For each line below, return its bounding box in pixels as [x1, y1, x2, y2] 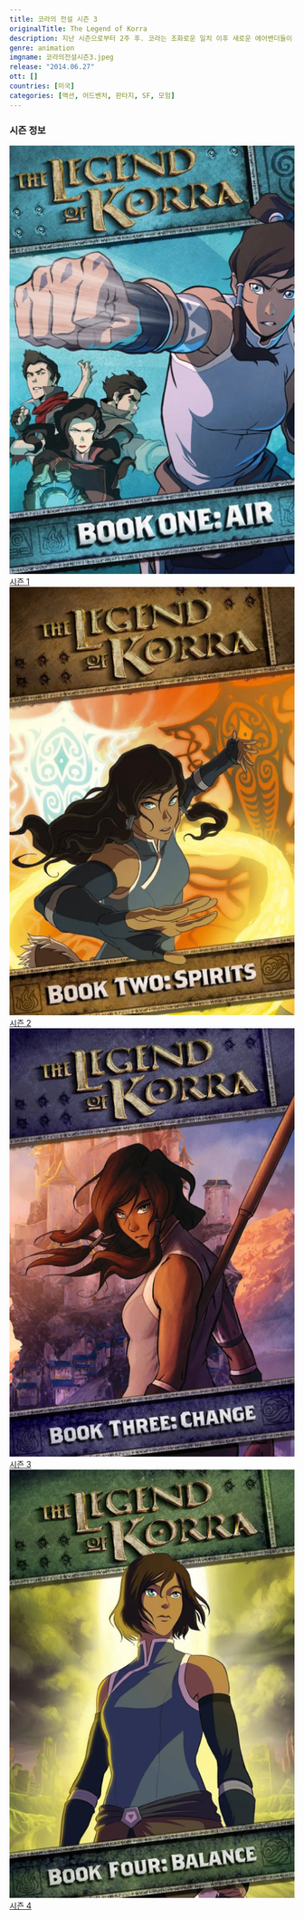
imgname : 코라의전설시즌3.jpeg [9, 53, 114, 63]
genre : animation [9, 44, 75, 53]
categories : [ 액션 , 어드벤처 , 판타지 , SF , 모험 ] [9, 91, 176, 100]
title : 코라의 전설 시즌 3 [9, 15, 98, 24]
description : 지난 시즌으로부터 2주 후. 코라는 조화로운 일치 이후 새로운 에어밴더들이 [9, 34, 293, 43]
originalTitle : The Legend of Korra [9, 24, 147, 34]
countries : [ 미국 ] [9, 82, 75, 91]
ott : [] [9, 73, 39, 82]
